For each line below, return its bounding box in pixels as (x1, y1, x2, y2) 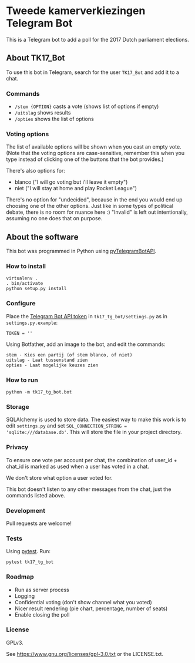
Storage (6, 402, 29, 410)
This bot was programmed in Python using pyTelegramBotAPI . (6, 248, 157, 255)
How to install (6, 262, 46, 271)
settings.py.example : (6, 319, 58, 326)
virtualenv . (6, 275, 38, 281)
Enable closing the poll (14, 611, 70, 618)
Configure (6, 299, 36, 308)
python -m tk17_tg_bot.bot (6, 389, 72, 395)
